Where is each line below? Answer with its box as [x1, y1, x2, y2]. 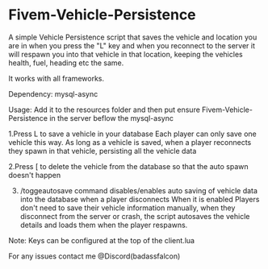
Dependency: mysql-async [8, 89, 98, 98]
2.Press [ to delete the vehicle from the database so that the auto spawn [8, 161, 249, 171]
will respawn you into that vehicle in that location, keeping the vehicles [8, 49, 244, 59]
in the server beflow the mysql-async [49, 113, 174, 122]
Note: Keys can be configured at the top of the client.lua [8, 235, 195, 245]
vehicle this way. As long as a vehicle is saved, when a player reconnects [8, 137, 252, 147]
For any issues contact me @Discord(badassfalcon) [8, 251, 181, 261]
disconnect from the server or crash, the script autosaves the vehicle [19, 211, 250, 221]
